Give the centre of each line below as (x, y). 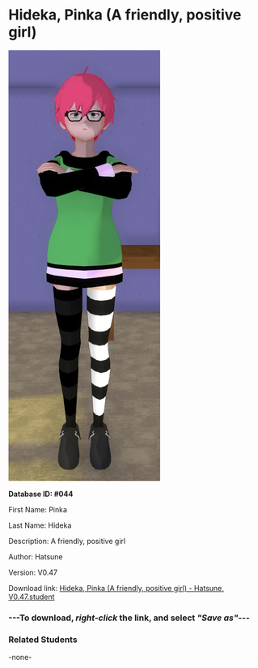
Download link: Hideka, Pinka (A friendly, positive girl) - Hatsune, (116, 588)
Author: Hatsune (36, 556)
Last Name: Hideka (40, 525)
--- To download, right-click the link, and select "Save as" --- (129, 618)
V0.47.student (32, 597)
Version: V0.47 (33, 572)
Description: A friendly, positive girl (67, 541)
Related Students (43, 640)
